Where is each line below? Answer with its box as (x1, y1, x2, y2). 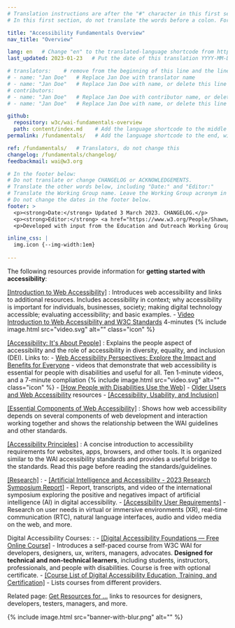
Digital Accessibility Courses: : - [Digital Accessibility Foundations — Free (7, 534, 220, 542)
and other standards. (7, 426, 68, 435)
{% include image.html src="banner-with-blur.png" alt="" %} (7, 613, 183, 621)
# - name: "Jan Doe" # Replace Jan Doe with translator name (7, 74, 196, 81)
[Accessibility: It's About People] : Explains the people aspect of (7, 338, 192, 346)
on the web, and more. (7, 520, 73, 528)
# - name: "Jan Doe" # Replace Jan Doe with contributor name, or (7, 94, 211, 101)
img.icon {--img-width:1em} (13, 242, 96, 249)
